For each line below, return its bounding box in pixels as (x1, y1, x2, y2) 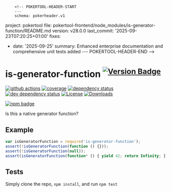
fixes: (49, 33, 61, 39)
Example (5, 125, 34, 134)
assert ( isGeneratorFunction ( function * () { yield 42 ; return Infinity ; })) (5, 153, 170, 158)
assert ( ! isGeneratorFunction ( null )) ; (5, 148, 86, 154)
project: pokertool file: (5, 23, 52, 28)
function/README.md (5, 28, 51, 34)
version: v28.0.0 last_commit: (52, 28, 114, 34)
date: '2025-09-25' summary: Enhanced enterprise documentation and (12, 43, 163, 49)
